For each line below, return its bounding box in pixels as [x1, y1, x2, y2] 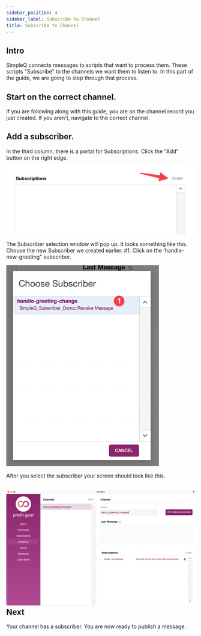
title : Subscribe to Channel [6, 22, 79, 28]
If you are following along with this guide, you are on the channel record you [6, 108, 194, 115]
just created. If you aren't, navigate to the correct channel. [6, 115, 150, 121]
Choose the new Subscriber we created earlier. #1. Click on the [6, 247, 162, 254]
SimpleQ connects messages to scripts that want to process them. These [6, 61, 188, 69]
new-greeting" [6, 253, 43, 260]
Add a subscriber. [6, 131, 74, 142]
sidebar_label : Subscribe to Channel [6, 16, 101, 22]
